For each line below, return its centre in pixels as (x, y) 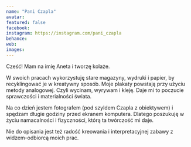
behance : (17, 39)
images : (16, 50)
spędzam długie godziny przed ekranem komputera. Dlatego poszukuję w (95, 114)
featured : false (26, 22)
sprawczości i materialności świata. (49, 96)
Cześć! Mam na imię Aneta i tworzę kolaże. (58, 66)
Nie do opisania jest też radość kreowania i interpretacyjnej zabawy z (90, 131)
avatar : (16, 17)
